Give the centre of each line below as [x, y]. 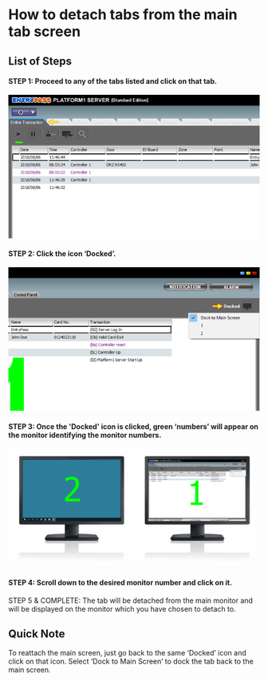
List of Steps [40, 61]
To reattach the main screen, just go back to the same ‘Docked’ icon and [128, 653]
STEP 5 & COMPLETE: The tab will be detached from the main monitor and [131, 600]
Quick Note [37, 634]
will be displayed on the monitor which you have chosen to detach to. [122, 608]
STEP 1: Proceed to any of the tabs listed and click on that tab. [113, 81]
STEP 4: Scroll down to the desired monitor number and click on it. [120, 583]
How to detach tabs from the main [123, 15]
